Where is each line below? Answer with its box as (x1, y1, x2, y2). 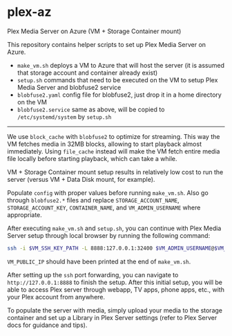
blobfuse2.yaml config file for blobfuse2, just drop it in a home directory (17, 91, 222, 99)
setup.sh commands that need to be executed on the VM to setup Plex (17, 75, 218, 84)
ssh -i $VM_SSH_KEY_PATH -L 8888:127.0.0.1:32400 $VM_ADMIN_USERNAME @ (7, 245, 215, 252)
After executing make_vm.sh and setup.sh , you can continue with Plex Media (7, 224, 222, 232)
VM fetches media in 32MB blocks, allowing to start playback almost (7, 140, 202, 148)
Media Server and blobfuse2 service (17, 83, 122, 91)
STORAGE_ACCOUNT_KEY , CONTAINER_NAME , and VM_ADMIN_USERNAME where (7, 203, 201, 212)
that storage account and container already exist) (17, 68, 158, 77)
